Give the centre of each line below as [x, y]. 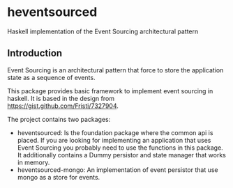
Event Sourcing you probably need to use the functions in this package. [120, 148]
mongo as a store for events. [59, 177]
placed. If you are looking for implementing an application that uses [114, 140]
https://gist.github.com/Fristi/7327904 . [63, 106]
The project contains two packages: [59, 119]
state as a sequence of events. [51, 77]
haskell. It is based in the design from [61, 98]
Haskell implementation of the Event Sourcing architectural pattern [103, 31]
